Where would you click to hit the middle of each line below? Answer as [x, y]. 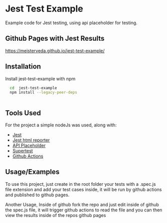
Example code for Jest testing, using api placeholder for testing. [71, 23]
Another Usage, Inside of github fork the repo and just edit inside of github [82, 204]
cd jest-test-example [33, 88]
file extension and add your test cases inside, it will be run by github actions [83, 189]
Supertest [23, 151]
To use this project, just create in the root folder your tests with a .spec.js [81, 184]
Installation [23, 67]
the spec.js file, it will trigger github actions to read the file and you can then [84, 210]
